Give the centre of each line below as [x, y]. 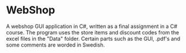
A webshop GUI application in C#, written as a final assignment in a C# [92, 26]
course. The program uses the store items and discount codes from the [93, 32]
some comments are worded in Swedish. [55, 45]
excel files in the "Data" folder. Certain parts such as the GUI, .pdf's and [93, 38]
